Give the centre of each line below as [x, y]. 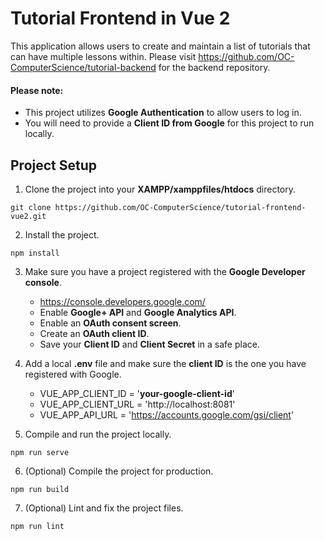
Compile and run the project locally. [98, 434]
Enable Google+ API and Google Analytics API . [138, 312]
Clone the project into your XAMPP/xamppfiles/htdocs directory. [160, 189]
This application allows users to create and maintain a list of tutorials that [160, 46]
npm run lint [37, 526]
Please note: [37, 90]
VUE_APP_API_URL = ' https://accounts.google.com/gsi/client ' [167, 414]
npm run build [40, 489]
